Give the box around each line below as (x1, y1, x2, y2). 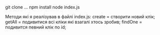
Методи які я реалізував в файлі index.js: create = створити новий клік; (5, 14, 156, 19)
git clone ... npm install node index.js (5, 4, 80, 10)
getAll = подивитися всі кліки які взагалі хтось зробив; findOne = (5, 19, 143, 25)
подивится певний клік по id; (5, 24, 66, 30)
